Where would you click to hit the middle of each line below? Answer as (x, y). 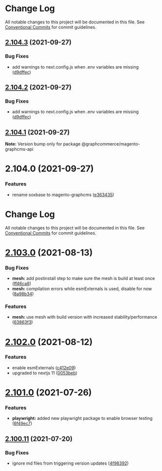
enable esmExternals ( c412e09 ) (44, 367)
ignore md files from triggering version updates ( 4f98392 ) (70, 463)
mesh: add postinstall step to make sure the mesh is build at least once (83, 278)
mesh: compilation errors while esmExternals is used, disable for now (82, 289)
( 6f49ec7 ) (22, 423)
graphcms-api (19, 149)
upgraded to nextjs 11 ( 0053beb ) (45, 373)
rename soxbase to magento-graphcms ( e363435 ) (63, 195)
